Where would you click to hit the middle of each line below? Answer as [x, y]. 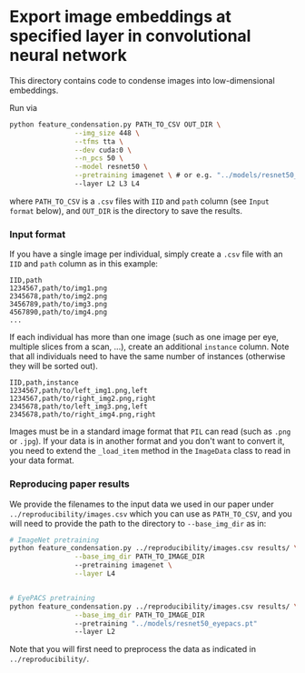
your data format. [42, 460]
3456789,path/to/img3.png [58, 305]
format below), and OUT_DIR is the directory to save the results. [126, 210]
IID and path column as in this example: [84, 264]
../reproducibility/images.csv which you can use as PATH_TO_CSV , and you [151, 513]
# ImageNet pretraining [54, 540]
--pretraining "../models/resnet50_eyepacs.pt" [166, 623]
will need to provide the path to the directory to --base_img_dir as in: [138, 523]
